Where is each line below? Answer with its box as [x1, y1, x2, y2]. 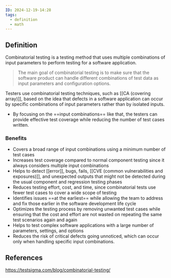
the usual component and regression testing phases [12, 179, 123, 185]
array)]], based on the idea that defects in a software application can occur [5, 96, 163, 102]
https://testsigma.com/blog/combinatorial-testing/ [5, 267, 111, 273]
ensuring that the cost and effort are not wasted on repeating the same [12, 212, 162, 218]
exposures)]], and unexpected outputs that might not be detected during [12, 173, 166, 179]
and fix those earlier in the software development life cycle [12, 200, 136, 207]
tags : [5, 12, 17, 17]
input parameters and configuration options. [17, 80, 111, 87]
